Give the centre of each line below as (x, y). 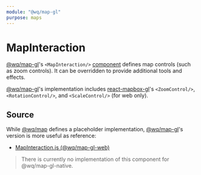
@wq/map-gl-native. (47, 166)
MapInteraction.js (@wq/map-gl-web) (62, 148)
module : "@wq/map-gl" (34, 12)
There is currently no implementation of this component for (95, 159)
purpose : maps (24, 18)
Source (20, 115)
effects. (16, 77)
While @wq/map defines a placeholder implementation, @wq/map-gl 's (95, 129)
